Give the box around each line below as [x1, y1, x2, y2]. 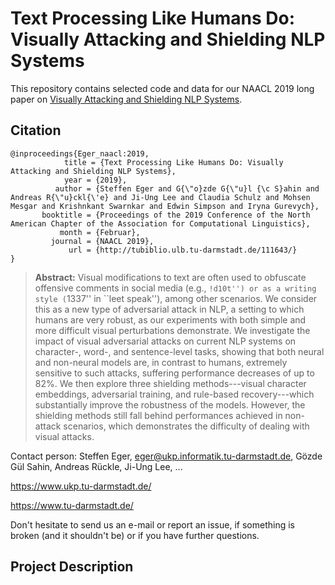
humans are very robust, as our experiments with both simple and [34, 313, 307, 326]
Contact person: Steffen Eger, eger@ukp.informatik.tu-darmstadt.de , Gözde [10, 450, 323, 462]
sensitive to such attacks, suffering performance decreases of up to [34, 367, 315, 379]
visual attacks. [34, 430, 95, 442]
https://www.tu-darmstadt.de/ [10, 499, 134, 511]
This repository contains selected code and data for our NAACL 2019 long [10, 82, 315, 94]
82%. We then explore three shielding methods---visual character [34, 377, 307, 389]
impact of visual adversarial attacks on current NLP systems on [34, 335, 297, 347]
